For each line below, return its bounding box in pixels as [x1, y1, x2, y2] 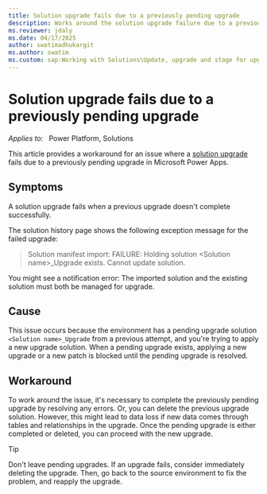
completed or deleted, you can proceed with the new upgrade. [8, 429, 213, 438]
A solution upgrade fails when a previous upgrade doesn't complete [8, 201, 230, 211]
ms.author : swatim [8, 49, 69, 56]
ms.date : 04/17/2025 [8, 33, 77, 42]
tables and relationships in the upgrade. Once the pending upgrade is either [8, 421, 257, 430]
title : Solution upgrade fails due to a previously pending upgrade [8, 11, 240, 20]
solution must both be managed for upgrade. [8, 282, 155, 291]
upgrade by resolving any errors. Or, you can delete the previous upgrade [8, 403, 250, 414]
